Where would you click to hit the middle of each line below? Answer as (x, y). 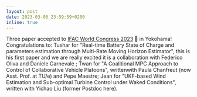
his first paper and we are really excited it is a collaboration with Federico (94, 58)
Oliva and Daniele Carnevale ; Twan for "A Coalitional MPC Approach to (92, 64)
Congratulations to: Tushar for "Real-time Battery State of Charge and (90, 45)
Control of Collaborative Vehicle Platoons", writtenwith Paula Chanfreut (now (98, 70)
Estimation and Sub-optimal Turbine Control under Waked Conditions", (91, 82)
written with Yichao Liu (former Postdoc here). (62, 89)
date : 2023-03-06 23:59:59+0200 (45, 17)
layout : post (22, 11)
